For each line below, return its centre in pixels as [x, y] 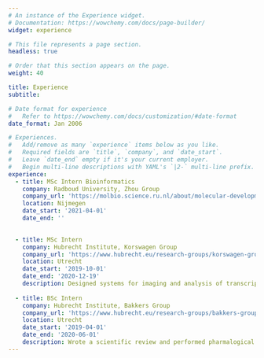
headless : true [33, 52]
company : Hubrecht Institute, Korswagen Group [100, 247]
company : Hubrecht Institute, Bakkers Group [96, 305]
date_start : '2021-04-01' [65, 211]
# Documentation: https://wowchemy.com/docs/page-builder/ [107, 23]
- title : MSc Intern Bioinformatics [75, 182]
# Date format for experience [58, 109]
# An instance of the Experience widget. [77, 15]
